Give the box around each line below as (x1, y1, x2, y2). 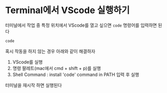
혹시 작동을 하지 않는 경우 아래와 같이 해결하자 (5, 48, 96, 54)
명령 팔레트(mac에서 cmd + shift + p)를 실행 (12, 65, 101, 71)
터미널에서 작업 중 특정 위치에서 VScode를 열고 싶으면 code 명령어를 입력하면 (5, 22, 157, 28)
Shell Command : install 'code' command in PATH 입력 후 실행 (12, 71, 140, 77)
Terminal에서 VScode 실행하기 (5, 5, 130, 16)
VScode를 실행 (12, 59, 43, 65)
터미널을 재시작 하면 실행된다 (5, 82, 62, 88)
